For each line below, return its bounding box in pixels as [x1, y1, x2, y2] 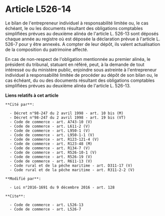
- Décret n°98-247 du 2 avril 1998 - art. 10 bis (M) [9, 111, 124, 116]
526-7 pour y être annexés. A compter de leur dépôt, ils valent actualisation [5, 41, 161, 47]
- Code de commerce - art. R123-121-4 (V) [9, 137, 99, 142]
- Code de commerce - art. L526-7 [9, 207, 81, 212]
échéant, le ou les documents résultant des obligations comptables [5, 25, 143, 31]
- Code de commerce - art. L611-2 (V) [9, 124, 91, 129]
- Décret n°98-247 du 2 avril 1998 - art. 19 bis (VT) [9, 115, 126, 120]
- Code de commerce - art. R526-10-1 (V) [9, 150, 97, 155]
